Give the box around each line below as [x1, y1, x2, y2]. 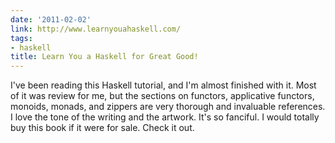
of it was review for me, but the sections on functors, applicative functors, [10, 90, 315, 102]
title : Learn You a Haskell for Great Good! [10, 52, 199, 62]
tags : [10, 33, 33, 43]
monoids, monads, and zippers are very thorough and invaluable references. [10, 101, 326, 113]
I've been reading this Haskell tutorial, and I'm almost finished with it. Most [10, 79, 317, 91]
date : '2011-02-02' [10, 14, 92, 25]
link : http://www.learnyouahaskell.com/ [10, 24, 182, 34]
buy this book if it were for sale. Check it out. [10, 122, 195, 134]
